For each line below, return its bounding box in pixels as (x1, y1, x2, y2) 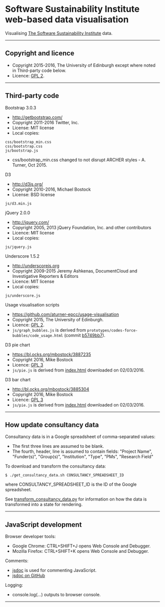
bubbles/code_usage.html (12, 333, 63, 338)
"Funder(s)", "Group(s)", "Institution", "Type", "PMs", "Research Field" (12, 454, 154, 460)
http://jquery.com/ (12, 219, 49, 225)
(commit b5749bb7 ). (64, 332, 106, 338)
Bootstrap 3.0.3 (5, 104, 36, 110)
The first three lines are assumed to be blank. (12, 443, 104, 449)
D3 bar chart (5, 376, 31, 382)
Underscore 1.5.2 (5, 253, 40, 259)
